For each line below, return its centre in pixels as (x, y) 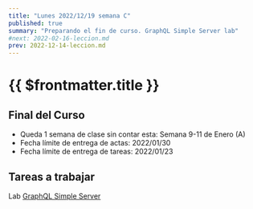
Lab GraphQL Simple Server (55, 196)
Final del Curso (47, 115)
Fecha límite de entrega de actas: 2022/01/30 (95, 143)
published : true (35, 23)
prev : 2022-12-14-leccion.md (57, 46)
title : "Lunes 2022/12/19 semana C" (69, 16)
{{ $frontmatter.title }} (84, 86)
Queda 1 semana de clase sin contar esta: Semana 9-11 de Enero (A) (133, 134)
